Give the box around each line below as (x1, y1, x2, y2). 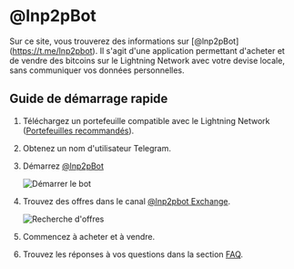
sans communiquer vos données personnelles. (9, 65, 185, 76)
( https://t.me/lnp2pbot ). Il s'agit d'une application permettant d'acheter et (9, 45, 285, 56)
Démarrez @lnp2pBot (22, 160, 105, 171)
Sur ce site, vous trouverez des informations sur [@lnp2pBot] (9, 36, 239, 47)
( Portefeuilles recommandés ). (22, 125, 135, 136)
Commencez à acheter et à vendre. (22, 231, 156, 242)
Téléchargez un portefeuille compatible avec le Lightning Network (22, 115, 270, 126)
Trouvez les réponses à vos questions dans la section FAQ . (22, 248, 244, 260)
